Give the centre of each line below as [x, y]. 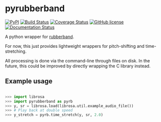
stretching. [16, 51]
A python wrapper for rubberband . [40, 37]
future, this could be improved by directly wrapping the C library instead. [78, 66]
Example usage [29, 81]
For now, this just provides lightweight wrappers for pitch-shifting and [75, 46]
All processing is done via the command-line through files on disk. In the [78, 61]
